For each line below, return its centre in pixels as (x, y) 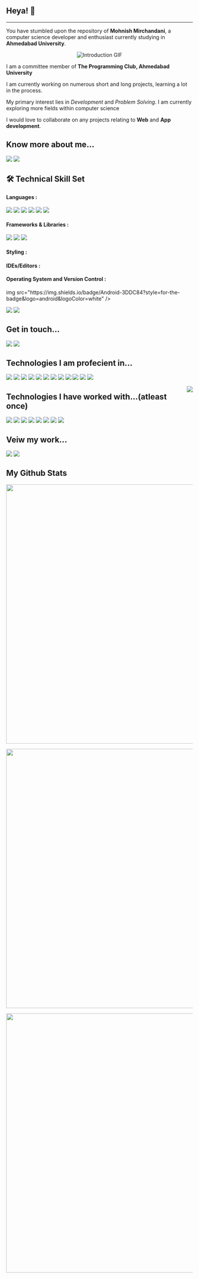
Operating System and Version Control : (56, 279)
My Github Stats (36, 473)
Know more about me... (50, 145)
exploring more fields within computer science (63, 108)
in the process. (24, 90)
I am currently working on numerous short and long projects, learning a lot (97, 84)
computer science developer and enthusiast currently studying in (86, 37)
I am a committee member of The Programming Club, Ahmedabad (88, 66)
